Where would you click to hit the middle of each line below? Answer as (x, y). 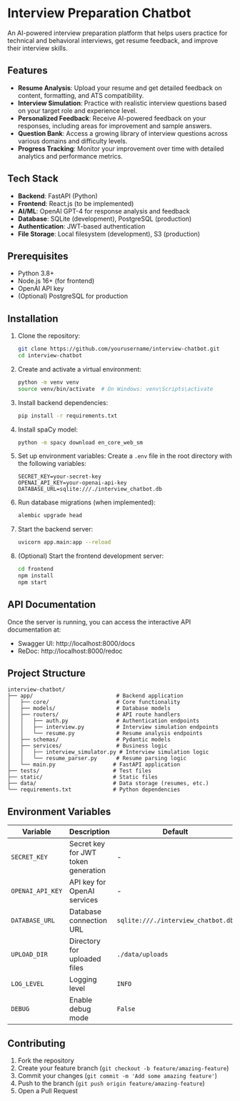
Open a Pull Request (48, 1091)
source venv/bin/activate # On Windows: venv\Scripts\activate (115, 389)
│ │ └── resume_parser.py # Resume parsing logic (97, 759)
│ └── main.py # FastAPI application (94, 765)
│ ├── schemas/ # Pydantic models (89, 740)
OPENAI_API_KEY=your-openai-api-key (72, 483)
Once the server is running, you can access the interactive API (99, 622)
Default (175, 832)
